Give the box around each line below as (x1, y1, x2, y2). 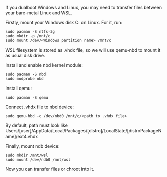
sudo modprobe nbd (5, 76, 44, 81)
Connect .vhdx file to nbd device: (5, 104, 74, 110)
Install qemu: (5, 85, 32, 91)
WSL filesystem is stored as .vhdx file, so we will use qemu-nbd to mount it (5, 47, 161, 53)
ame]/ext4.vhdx (5, 134, 38, 139)
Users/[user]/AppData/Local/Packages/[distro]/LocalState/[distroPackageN (5, 128, 162, 134)
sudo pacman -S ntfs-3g (5, 29, 55, 34)
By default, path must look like (5, 122, 68, 128)
